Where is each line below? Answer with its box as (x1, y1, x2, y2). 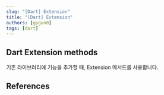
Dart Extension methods (6, 47, 98, 57)
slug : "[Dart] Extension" (6, 8, 70, 15)
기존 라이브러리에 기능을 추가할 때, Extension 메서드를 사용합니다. (6, 64, 159, 71)
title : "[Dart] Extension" (6, 14, 73, 20)
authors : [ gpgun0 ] (6, 20, 52, 26)
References (6, 81, 50, 91)
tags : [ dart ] (6, 25, 39, 31)
